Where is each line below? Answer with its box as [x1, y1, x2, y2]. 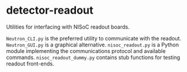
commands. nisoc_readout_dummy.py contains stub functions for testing [6, 54, 180, 61]
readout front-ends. [6, 60, 55, 67]
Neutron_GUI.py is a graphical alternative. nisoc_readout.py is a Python [6, 41, 179, 48]
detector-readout [6, 4, 94, 17]
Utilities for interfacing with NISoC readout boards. [6, 23, 130, 30]
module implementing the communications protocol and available [6, 47, 166, 54]
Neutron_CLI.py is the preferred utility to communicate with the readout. [6, 35, 182, 42]
